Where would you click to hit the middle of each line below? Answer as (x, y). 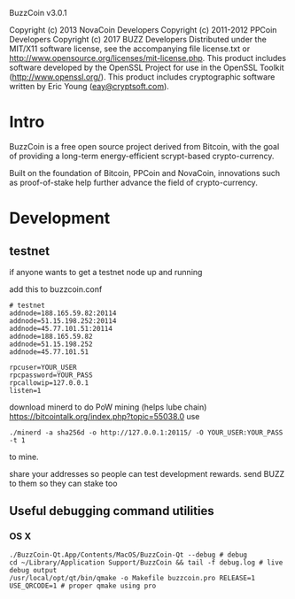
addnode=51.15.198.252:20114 (63, 321)
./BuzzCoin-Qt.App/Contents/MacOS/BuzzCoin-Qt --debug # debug (128, 555)
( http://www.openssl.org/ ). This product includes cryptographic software (142, 77)
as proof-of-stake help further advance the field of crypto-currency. (134, 182)
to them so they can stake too (63, 483)
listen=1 (25, 390)
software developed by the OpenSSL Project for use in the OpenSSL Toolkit (147, 67)
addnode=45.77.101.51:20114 (61, 328)
